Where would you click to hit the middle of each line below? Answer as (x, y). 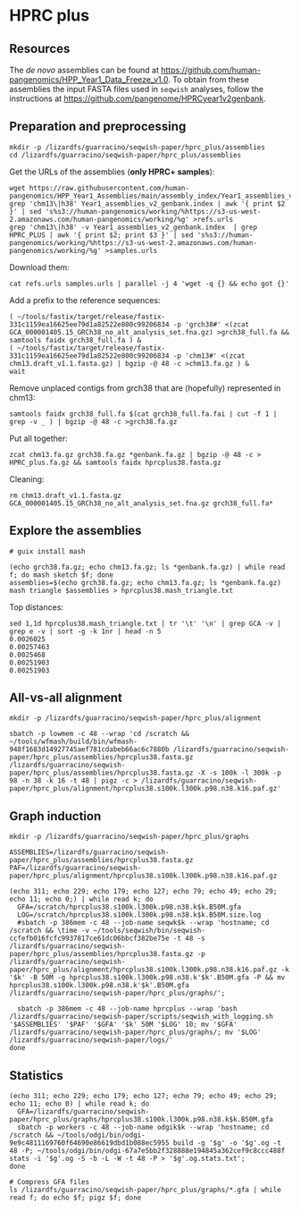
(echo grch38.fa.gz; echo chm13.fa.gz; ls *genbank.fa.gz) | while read (147, 567)
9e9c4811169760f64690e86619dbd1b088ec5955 (89, 1143)
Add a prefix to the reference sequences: (85, 300)
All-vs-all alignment (66, 698)
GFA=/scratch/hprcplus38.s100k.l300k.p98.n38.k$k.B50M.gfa (129, 907)
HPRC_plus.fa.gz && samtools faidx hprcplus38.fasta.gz (115, 462)
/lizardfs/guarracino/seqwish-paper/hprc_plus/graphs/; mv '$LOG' (135, 1033)
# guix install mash (48, 551)
